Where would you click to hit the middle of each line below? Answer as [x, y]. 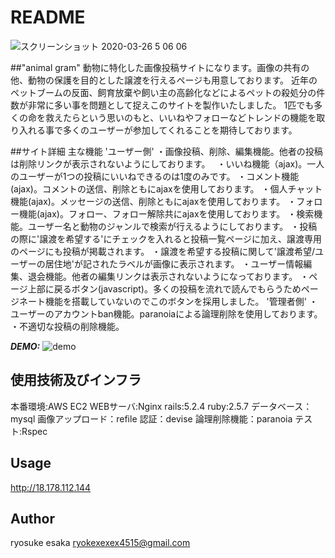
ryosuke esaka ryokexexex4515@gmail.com [100, 543]
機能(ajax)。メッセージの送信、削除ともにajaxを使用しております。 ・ [153, 201]
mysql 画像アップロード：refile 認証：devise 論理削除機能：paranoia [151, 418]
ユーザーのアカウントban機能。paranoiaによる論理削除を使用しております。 [166, 313]
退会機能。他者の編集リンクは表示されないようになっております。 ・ [168, 276]
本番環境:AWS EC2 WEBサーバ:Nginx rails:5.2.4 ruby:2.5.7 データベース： [161, 406]
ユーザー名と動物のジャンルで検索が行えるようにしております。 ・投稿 [172, 226]
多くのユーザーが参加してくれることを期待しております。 [180, 130]
